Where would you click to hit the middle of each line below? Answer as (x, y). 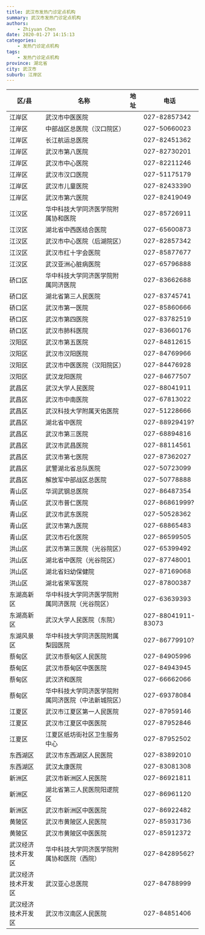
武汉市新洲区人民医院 (76, 778)
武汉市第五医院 (67, 342)
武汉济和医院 (64, 680)
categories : (21, 40)
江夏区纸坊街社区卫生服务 (82, 735)
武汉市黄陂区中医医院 (76, 833)
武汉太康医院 (64, 767)
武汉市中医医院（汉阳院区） (85, 365)
